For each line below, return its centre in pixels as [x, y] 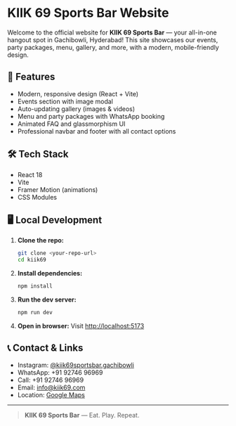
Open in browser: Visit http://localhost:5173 [81, 325]
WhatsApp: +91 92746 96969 [60, 372]
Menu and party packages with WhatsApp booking [91, 116]
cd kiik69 [32, 260]
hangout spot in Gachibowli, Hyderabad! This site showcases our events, [113, 39]
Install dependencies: [50, 273]
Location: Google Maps [51, 394]
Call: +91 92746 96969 [51, 380]
